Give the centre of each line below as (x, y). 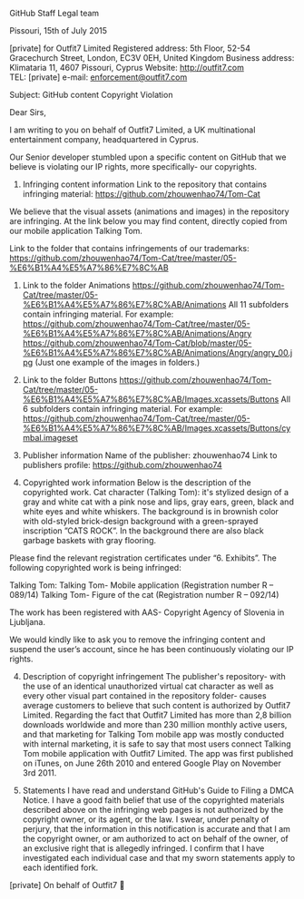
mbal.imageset (50, 438)
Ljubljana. (27, 622)
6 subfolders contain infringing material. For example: (123, 409)
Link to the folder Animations (76, 285)
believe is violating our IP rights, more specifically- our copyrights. (133, 166)
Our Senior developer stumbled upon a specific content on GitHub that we (148, 157)
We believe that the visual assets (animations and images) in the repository (149, 211)
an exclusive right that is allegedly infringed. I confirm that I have (143, 848)
